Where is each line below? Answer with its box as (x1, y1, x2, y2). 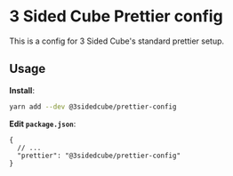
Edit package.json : (9, 118, 76, 129)
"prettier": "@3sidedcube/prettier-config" (17, 151, 181, 160)
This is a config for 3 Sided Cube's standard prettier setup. (9, 36, 225, 46)
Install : (9, 84, 36, 95)
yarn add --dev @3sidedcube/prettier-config (9, 102, 177, 111)
